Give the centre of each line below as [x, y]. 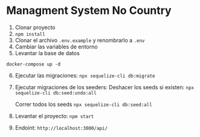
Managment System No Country [89, 11]
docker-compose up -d [34, 64]
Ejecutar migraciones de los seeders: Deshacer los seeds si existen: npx [105, 87]
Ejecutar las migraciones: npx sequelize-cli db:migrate [85, 75]
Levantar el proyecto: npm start [54, 116]
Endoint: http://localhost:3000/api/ [61, 127]
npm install [30, 34]
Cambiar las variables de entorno [56, 47]
